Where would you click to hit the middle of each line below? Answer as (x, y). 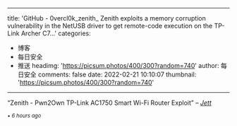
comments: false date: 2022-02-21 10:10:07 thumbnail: (117, 74)
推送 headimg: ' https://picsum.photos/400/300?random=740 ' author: (119, 65)
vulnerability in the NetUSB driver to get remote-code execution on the (110, 26)
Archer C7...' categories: (56, 33)
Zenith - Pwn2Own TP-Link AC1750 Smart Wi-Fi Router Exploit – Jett (111, 103)
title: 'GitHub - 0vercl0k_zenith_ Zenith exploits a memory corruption (107, 18)
